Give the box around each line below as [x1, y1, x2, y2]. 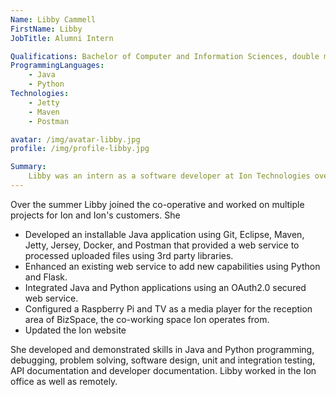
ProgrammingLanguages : [10, 61, 105, 71]
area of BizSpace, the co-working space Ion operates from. [24, 313, 270, 325]
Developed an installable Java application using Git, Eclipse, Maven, [24, 228, 305, 240]
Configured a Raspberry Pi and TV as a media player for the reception [24, 302, 313, 315]
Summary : [10, 162, 47, 172]
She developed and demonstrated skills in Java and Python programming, [10, 343, 315, 355]
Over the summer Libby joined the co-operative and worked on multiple [10, 198, 305, 210]
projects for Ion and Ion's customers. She [10, 209, 181, 221]
